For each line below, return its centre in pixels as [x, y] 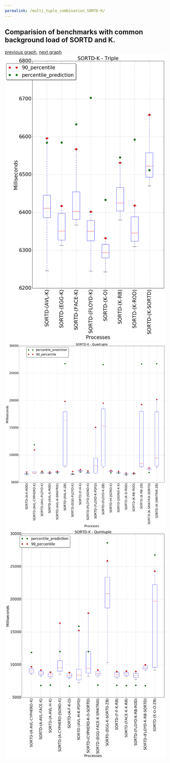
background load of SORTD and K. [60, 40]
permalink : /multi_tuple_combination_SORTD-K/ [55, 11]
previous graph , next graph [33, 52]
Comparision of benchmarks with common [74, 32]
